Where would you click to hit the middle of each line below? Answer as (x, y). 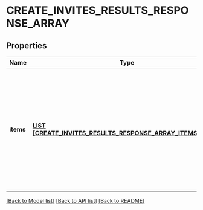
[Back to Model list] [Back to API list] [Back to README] (76, 201)
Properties (27, 46)
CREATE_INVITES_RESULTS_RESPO (98, 11)
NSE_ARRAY (38, 23)
